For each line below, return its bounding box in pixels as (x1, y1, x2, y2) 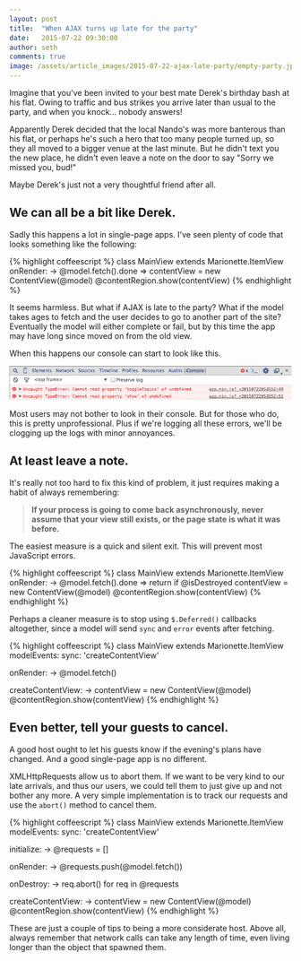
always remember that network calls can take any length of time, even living (9, 932, 290, 943)
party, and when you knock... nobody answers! (9, 107, 183, 117)
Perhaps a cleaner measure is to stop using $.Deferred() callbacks (9, 613, 257, 624)
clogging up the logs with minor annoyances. (9, 427, 176, 438)
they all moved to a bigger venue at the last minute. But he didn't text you (9, 143, 279, 153)
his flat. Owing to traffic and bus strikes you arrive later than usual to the (9, 97, 276, 108)
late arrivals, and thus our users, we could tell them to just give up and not (9, 780, 282, 791)
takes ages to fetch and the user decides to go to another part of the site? (9, 311, 282, 322)
